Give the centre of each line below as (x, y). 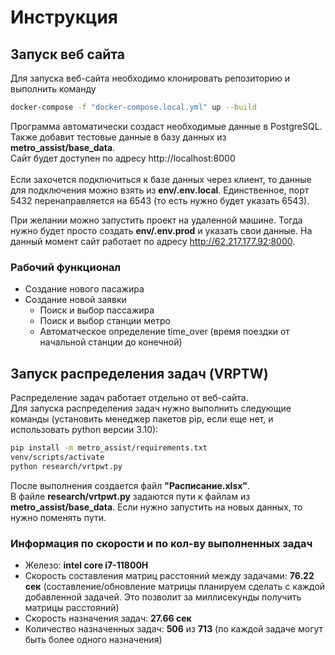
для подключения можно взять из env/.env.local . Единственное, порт (160, 190)
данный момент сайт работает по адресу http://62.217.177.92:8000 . (153, 241)
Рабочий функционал (66, 267)
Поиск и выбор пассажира (97, 310)
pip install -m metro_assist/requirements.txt (109, 447)
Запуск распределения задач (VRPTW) (139, 373)
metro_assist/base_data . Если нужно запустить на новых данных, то (156, 507)
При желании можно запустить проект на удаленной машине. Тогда (156, 220)
